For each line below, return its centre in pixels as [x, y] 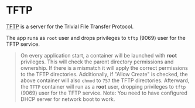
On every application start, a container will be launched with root [99, 55]
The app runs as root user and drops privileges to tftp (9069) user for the [96, 38]
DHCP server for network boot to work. [68, 99]
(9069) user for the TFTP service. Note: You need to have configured [104, 93]
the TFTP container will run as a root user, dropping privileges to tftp [103, 86]
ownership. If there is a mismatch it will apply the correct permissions [104, 67]
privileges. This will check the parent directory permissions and [97, 62]
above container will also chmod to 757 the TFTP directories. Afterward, [105, 80]
